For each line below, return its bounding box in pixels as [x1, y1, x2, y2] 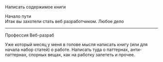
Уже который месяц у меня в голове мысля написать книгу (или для [5, 42, 148, 47]
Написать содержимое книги [5, 4, 66, 10]
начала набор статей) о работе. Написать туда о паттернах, [5, 47, 130, 52]
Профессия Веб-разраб [5, 32, 54, 38]
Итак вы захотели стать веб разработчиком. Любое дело [5, 19, 124, 24]
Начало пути [5, 13, 32, 19]
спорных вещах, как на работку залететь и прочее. [28, 52, 135, 57]
